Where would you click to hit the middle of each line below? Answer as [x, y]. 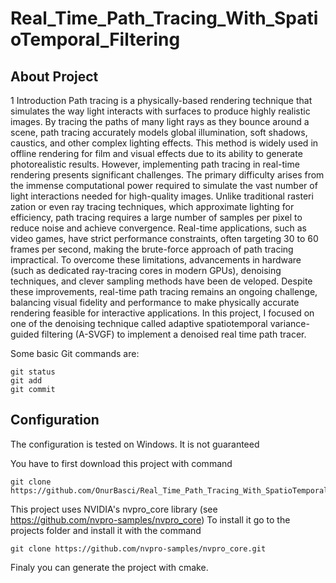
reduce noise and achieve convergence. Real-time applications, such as [158, 228]
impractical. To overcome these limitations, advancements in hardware [156, 260]
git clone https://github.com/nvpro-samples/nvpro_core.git [138, 548]
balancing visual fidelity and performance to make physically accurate [155, 302]
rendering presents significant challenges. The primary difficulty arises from [167, 175]
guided [25, 334]
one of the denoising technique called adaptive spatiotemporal [139, 323]
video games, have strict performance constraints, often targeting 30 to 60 [164, 238]
